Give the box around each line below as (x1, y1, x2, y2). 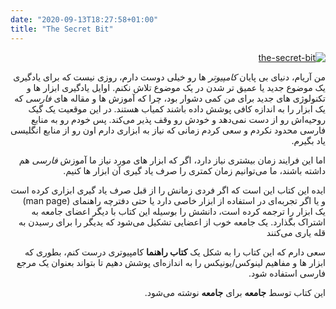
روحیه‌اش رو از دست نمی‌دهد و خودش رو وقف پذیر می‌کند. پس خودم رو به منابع (31, 113, 326, 125)
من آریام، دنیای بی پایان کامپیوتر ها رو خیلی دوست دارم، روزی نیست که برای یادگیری (13, 71, 326, 83)
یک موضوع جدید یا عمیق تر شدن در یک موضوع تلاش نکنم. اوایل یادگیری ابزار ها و (26, 81, 326, 93)
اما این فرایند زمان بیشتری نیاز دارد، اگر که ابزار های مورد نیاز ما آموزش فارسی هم (18, 154, 326, 166)
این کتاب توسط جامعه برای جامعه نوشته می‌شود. (144, 286, 326, 298)
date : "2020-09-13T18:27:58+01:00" (10, 14, 159, 25)
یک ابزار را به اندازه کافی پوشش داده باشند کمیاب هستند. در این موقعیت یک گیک (28, 102, 326, 115)
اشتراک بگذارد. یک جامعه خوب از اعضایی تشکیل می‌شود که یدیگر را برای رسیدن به (18, 216, 326, 228)
